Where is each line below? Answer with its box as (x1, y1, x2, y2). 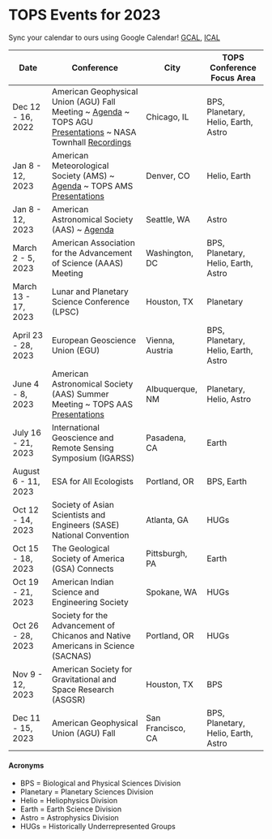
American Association (51, 237, 135, 249)
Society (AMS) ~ (51, 170, 115, 181)
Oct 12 (12, 504, 39, 515)
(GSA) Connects (51, 563, 114, 574)
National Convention (51, 530, 130, 541)
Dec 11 (12, 712, 41, 724)
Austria (145, 344, 173, 356)
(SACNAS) (51, 650, 92, 661)
